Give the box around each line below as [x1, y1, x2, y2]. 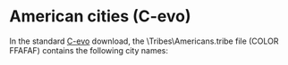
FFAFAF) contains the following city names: [9, 45, 168, 55]
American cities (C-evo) [9, 6, 191, 27]
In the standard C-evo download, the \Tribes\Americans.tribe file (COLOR [9, 36, 279, 46]
